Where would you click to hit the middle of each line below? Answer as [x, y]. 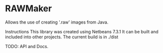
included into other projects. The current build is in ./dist [62, 37]
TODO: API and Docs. [27, 46]
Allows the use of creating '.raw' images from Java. [57, 22]
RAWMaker [29, 9]
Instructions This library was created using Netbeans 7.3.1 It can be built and [82, 31]
